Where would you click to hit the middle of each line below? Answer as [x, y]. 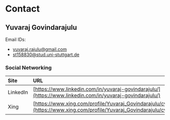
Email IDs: [16, 39]
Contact [23, 9]
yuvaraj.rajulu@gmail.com [40, 49]
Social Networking [29, 68]
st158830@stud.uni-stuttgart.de [46, 54]
